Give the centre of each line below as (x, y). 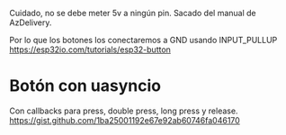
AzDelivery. (31, 22)
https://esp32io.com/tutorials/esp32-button (90, 49)
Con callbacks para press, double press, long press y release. (124, 111)
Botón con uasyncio (85, 86)
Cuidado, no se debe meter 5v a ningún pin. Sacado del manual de (133, 13)
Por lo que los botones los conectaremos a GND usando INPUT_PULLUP (143, 40)
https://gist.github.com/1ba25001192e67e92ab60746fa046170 (125, 120)
